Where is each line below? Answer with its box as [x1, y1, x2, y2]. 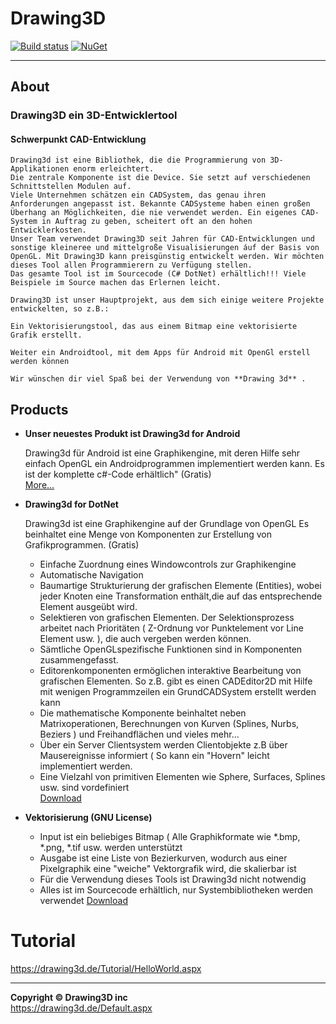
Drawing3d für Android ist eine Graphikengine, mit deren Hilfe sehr [24, 447, 301, 459]
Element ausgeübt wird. [39, 601, 138, 613]
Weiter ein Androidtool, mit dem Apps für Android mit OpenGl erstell [10, 348, 311, 358]
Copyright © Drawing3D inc [10, 992, 128, 1004]
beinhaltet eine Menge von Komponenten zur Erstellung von [24, 528, 272, 541]
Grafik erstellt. [10, 330, 83, 341]
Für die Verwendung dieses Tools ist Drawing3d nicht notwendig [39, 873, 307, 886]
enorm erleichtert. [73, 164, 155, 174]
